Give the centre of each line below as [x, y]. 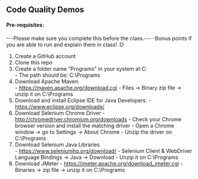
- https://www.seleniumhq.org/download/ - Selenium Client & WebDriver [103, 150]
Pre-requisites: [25, 25]
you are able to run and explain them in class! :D [65, 45]
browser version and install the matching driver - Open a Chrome [94, 125]
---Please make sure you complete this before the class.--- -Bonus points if [99, 38]
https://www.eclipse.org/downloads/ [60, 106]
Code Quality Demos [45, 10]
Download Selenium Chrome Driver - [60, 113]
